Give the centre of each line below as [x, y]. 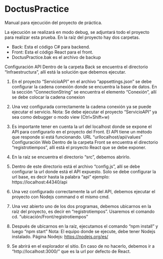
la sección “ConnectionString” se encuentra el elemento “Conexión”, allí [84, 92]
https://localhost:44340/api [39, 182]
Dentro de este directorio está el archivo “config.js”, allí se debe [76, 166]
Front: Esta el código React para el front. [52, 52]
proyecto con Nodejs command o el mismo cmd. [60, 197]
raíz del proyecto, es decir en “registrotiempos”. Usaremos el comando [83, 211]
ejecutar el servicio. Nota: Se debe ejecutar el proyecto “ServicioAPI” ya [84, 112]
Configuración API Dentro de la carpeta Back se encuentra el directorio [76, 67]
